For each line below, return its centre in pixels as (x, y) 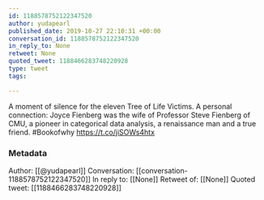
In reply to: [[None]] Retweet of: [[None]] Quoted (174, 179)
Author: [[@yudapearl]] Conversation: (72, 170)
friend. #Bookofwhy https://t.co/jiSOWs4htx (82, 132)
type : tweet (28, 69)
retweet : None (32, 53)
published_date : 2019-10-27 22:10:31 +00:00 (85, 31)
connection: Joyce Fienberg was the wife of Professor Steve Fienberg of (130, 115)
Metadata (28, 153)
